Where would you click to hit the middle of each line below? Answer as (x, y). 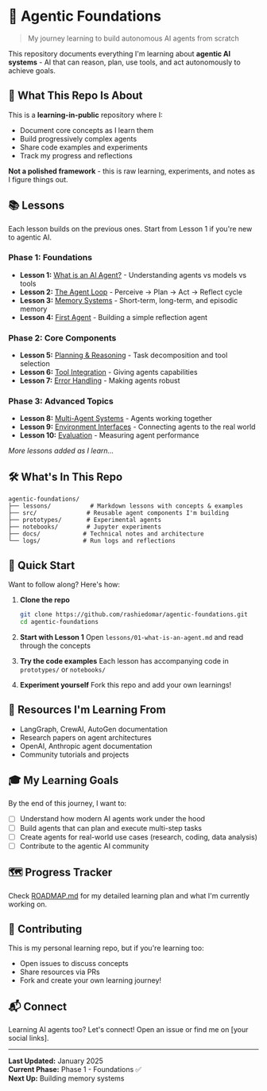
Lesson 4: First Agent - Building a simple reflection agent (114, 317)
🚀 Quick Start (42, 565)
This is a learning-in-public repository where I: (85, 115)
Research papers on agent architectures (86, 737)
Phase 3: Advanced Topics (61, 401)
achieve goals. (32, 70)
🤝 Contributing (45, 929)
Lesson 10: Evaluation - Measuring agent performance (109, 435)
